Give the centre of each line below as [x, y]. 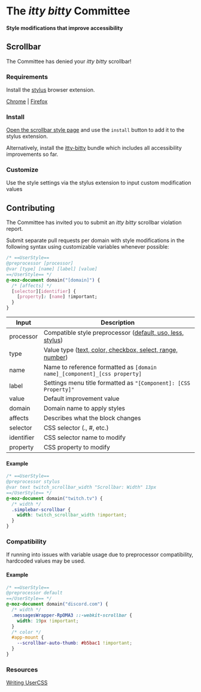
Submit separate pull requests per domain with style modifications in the [95, 240]
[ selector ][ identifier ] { [44, 291]
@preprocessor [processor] [40, 264]
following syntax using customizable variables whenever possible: [88, 247]
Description [118, 323]
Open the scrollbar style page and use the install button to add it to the [95, 130]
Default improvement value [82, 398]
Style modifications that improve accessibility [65, 28]
